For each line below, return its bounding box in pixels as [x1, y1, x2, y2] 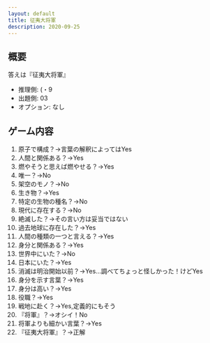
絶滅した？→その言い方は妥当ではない [17, 215, 128, 223]
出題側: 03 [17, 94, 48, 102]
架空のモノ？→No [17, 180, 70, 188]
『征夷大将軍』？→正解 [17, 328, 86, 336]
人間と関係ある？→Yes [17, 154, 84, 162]
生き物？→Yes [17, 189, 60, 197]
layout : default [8, 10, 55, 17]
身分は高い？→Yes [17, 284, 72, 293]
